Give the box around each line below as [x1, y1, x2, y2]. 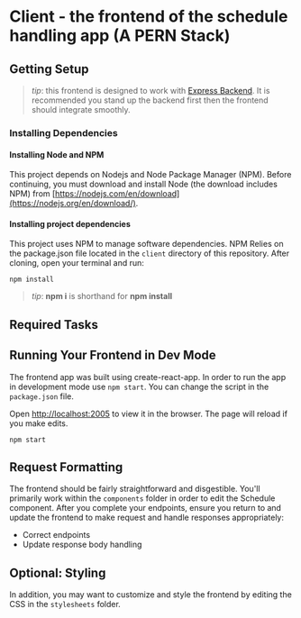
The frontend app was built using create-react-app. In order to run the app [9, 371, 287, 382]
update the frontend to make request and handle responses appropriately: [9, 512, 285, 523]
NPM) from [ [9, 188, 56, 199]
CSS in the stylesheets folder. [9, 599, 122, 610]
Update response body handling [22, 539, 142, 550]
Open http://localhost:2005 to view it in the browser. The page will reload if [9, 408, 288, 419]
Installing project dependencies [9, 218, 131, 229]
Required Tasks [9, 317, 99, 332]
